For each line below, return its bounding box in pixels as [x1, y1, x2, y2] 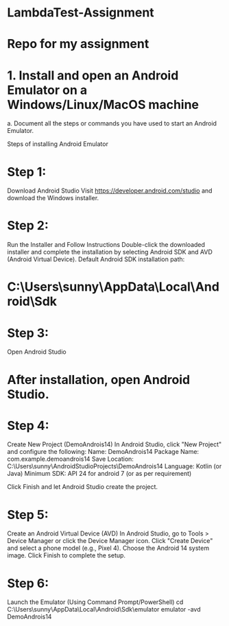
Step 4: [7, 418, 49, 433]
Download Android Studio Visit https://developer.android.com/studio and [7, 186, 213, 195]
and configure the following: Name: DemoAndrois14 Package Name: [7, 448, 200, 456]
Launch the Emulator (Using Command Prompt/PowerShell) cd [7, 598, 184, 606]
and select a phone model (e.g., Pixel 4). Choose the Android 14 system [7, 544, 210, 553]
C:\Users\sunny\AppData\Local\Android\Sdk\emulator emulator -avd [7, 605, 201, 614]
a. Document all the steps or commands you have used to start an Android [7, 119, 217, 128]
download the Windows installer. [7, 194, 99, 202]
